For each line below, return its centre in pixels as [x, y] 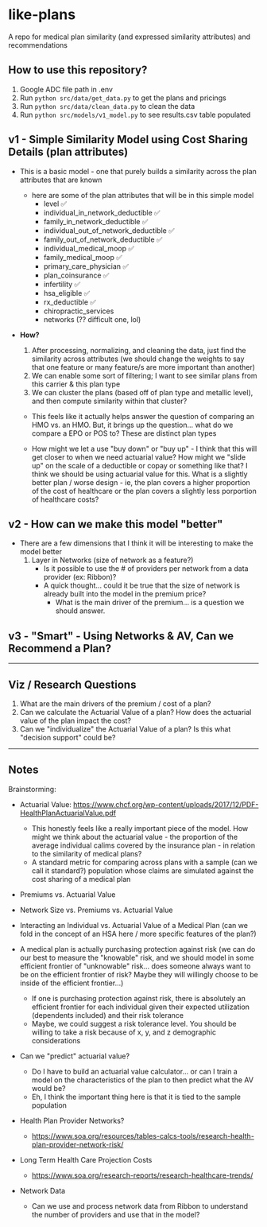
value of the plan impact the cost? [75, 720]
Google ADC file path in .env [66, 89]
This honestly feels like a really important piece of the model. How [140, 828]
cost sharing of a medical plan [81, 879]
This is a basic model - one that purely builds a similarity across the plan [138, 171]
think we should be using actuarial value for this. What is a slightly [139, 474]
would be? [48, 1088]
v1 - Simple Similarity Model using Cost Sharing [128, 140]
